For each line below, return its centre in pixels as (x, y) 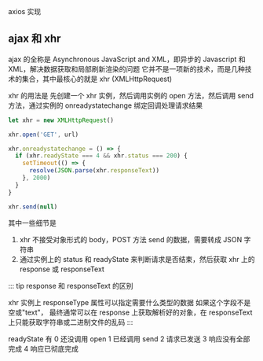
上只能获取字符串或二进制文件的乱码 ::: (71, 322)
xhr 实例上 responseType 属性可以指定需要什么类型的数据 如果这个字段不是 (130, 302)
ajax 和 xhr (35, 39)
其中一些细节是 (32, 223)
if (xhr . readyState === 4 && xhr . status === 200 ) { (102, 156)
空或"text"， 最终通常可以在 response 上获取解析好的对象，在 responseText (130, 312)
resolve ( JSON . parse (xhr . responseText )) (94, 171)
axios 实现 (25, 11)
